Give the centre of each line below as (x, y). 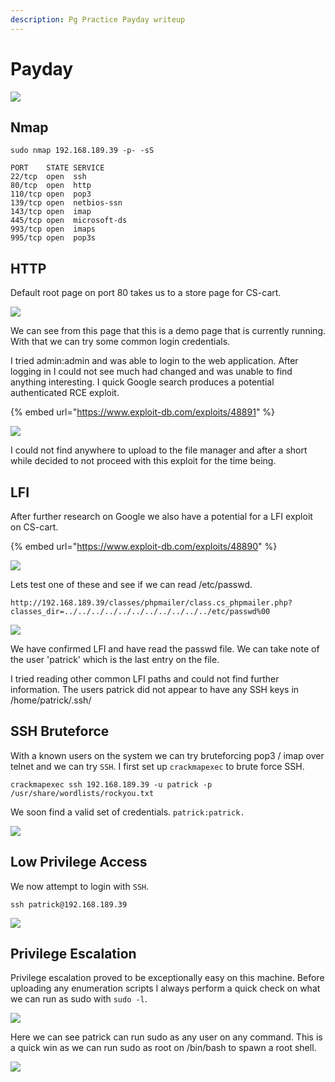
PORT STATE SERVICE (57, 168)
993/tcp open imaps (53, 229)
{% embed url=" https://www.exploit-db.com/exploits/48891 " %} (143, 412)
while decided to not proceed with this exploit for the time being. (143, 461)
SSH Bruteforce (60, 731)
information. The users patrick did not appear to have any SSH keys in (155, 689)
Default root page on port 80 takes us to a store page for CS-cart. (146, 293)
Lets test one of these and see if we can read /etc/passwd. (131, 584)
